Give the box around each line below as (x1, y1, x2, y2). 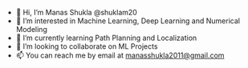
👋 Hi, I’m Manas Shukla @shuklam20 (15, 8, 138, 17)
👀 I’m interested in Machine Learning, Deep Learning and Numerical (15, 16, 241, 26)
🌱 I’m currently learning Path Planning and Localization (15, 33, 197, 42)
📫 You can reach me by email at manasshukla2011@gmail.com (15, 50, 225, 60)
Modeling (15, 25, 48, 34)
